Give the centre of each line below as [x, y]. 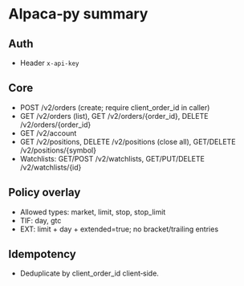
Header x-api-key [49, 63]
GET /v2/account [48, 133]
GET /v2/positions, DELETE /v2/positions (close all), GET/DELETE [128, 141]
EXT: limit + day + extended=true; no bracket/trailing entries [119, 229]
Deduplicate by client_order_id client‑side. [89, 273]
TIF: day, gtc [41, 220]
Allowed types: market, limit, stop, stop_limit [93, 212]
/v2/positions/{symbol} [58, 150]
